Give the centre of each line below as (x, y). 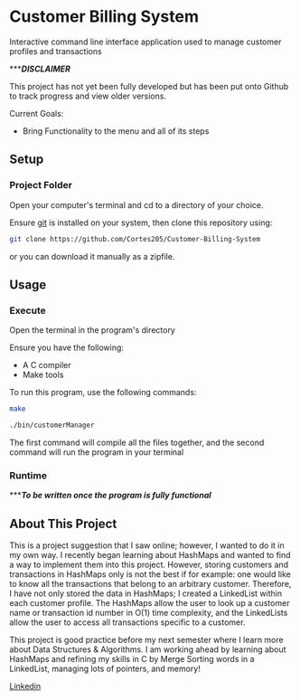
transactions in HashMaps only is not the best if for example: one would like (150, 574)
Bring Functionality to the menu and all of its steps (116, 131)
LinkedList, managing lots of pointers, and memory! (105, 669)
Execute (28, 310)
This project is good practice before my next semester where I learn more (146, 640)
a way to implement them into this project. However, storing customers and (149, 565)
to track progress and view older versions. (88, 96)
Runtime (28, 475)
